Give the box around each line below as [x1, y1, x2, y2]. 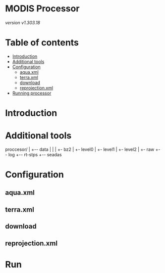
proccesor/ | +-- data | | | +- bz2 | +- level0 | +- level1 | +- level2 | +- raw [5, 146, 155, 152]
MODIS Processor [5, 3, 80, 14]
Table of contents [5, 37, 79, 48]
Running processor [12, 90, 52, 96]
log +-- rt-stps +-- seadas [8, 151, 62, 157]
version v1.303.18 [5, 19, 41, 25]
